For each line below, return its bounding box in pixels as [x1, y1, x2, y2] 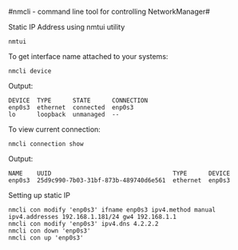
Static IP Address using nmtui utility [8, 22, 125, 31]
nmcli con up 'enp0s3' [8, 234, 84, 242]
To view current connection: [8, 125, 101, 134]
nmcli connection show [8, 140, 84, 148]
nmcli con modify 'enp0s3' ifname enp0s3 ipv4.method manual [8, 206, 216, 214]
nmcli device [8, 67, 52, 75]
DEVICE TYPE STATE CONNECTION [8, 97, 149, 105]
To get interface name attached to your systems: [8, 52, 169, 61]
